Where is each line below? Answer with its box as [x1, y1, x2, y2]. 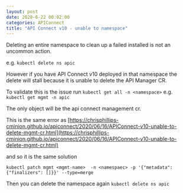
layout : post [6, 8, 38, 15]
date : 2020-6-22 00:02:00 [6, 14, 70, 20]
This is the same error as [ [6, 117, 70, 124]
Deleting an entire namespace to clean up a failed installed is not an [6, 41, 171, 49]
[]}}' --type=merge [45, 170, 94, 176]
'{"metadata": [138, 165, 173, 171]
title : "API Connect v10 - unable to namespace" [6, 25, 128, 31]
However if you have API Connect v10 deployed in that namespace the [6, 70, 177, 78]
